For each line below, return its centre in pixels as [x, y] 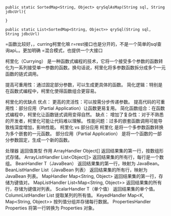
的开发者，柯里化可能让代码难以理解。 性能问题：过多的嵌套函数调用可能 [82, 121]
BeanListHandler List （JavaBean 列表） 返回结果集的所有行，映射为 [76, 170]
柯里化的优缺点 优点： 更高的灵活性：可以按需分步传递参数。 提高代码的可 [83, 102]
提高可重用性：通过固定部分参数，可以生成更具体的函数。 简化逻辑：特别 [82, 85]
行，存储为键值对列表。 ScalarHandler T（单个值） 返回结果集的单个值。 [81, 189]
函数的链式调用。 [23, 74]
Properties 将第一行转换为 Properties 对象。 [51, 208]
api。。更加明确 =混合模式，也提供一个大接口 [56, 50]
